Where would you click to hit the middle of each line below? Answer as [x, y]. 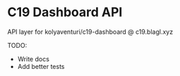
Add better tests [41, 66]
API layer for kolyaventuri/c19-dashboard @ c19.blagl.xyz [90, 32]
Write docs [33, 59]
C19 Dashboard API [65, 12]
